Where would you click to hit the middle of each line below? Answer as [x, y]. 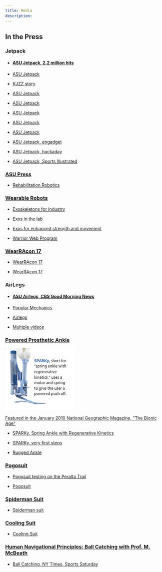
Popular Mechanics [32, 308]
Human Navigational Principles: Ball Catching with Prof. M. [78, 547]
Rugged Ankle [27, 452]
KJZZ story [24, 84]
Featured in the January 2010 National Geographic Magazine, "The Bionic [81, 418]
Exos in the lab [27, 219]
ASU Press [18, 174]
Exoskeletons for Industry [39, 209]
